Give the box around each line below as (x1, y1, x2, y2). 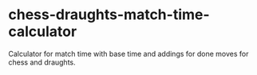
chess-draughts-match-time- (8, 6, 210, 24)
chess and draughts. (8, 57, 76, 67)
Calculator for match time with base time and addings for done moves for (8, 49, 249, 58)
